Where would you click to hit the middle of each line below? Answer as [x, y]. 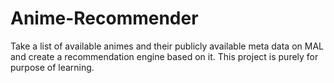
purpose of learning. [52, 67]
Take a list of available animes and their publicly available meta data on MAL [167, 46]
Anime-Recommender [104, 18]
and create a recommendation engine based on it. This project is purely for [164, 56]
